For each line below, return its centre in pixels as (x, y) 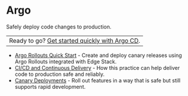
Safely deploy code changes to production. (59, 27)
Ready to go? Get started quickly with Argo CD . (75, 40)
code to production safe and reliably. (60, 74)
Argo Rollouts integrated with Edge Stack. (66, 61)
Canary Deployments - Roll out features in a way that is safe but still (98, 80)
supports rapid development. (50, 87)
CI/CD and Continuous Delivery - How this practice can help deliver (97, 68)
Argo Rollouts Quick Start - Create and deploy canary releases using (98, 55)
